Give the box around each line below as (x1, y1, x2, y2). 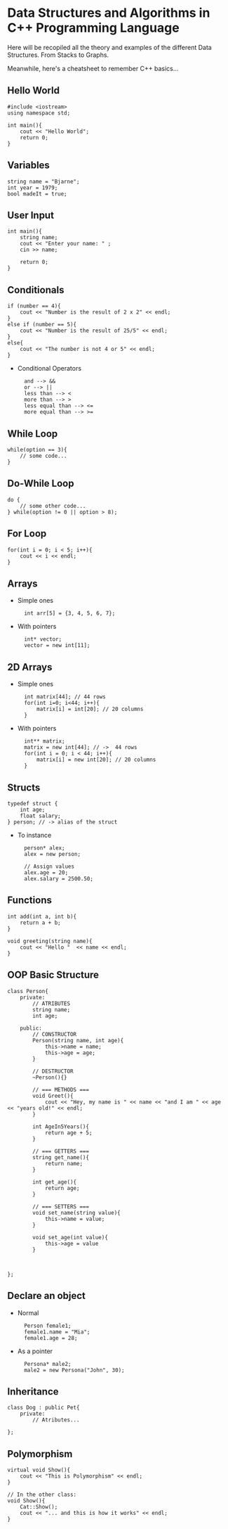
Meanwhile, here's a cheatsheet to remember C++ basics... (7, 64, 179, 72)
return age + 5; (44, 1129, 93, 1137)
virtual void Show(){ (7, 1466, 71, 1474)
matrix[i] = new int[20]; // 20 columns (36, 756, 156, 764)
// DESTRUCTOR (32, 1068, 74, 1075)
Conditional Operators (17, 364, 82, 373)
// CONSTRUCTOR (32, 1030, 77, 1038)
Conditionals (7, 283, 65, 296)
